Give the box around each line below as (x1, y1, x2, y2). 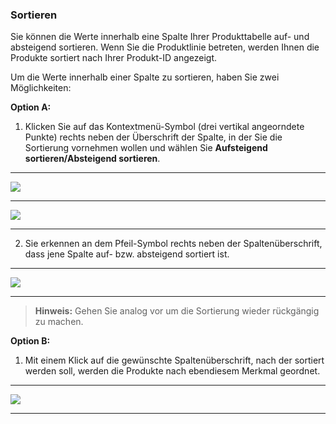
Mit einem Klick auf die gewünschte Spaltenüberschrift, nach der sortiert (24, 354, 325, 367)
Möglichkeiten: (10, 82, 72, 94)
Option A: (10, 101, 52, 113)
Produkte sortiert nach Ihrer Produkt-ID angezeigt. (10, 52, 218, 64)
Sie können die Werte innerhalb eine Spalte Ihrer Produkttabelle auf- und (10, 31, 310, 43)
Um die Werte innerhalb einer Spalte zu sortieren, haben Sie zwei (10, 71, 280, 83)
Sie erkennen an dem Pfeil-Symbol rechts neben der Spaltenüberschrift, (24, 238, 323, 250)
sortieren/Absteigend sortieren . (24, 153, 161, 165)
